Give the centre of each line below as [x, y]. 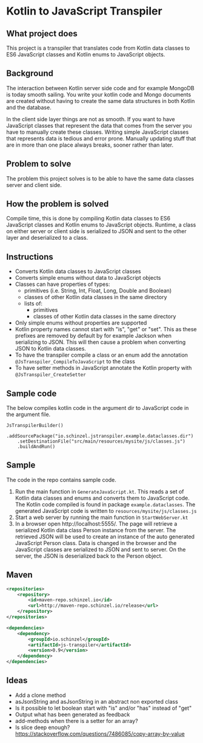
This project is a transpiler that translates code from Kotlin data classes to [98, 48]
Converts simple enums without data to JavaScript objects [88, 278]
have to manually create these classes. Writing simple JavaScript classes [98, 132]
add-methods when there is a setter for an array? [76, 721]
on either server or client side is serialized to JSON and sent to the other [96, 231]
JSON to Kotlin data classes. [51, 349]
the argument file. [28, 414]
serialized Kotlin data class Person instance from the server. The [95, 530]
